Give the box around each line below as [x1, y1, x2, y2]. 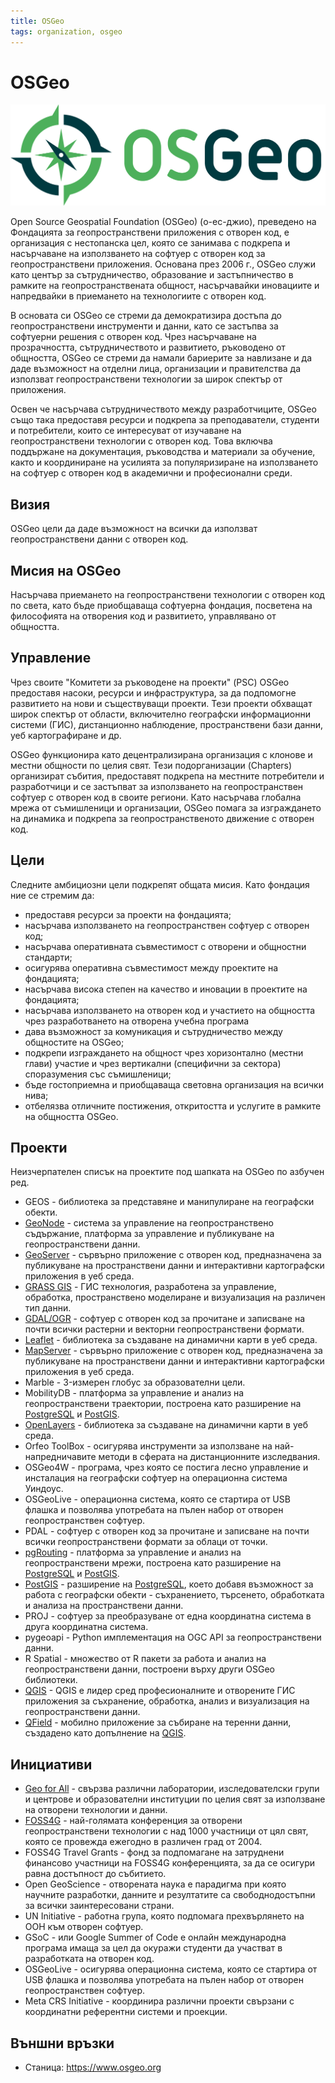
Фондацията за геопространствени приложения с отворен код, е [10, 226, 290, 239]
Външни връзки [10, 2035, 115, 2052]
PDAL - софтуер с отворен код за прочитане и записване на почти [24, 1525, 310, 1537]
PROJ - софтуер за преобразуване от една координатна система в [24, 1610, 312, 1622]
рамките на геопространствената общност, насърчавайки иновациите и [10, 280, 320, 292]
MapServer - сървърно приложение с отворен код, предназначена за [24, 1345, 323, 1357]
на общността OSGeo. [24, 1110, 119, 1122]
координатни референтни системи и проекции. [24, 2006, 228, 2018]
